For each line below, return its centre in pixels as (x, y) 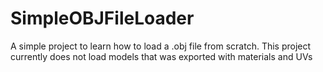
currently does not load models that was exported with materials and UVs (161, 56)
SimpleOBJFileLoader (102, 18)
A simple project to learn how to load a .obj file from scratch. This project (161, 46)
